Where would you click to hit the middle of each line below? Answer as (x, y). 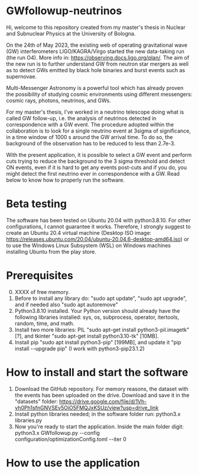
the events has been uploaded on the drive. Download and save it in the (102, 395)
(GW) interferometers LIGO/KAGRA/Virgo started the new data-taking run (95, 51)
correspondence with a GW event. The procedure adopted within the (90, 124)
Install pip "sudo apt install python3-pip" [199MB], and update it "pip (98, 342)
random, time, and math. (45, 323)
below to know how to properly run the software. (66, 180)
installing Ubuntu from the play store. (51, 251)
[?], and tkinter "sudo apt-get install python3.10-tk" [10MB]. (87, 336)
